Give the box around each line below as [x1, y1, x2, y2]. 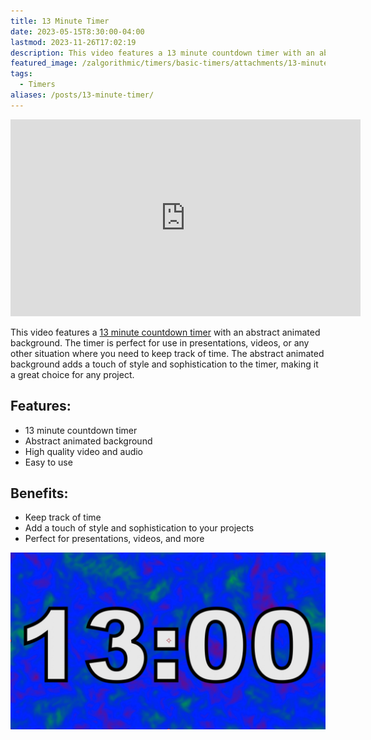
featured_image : [10, 58, 78, 69]
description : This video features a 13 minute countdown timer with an [10, 48, 315, 58]
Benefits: [10, 485, 69, 502]
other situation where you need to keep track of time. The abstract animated [10, 347, 325, 359]
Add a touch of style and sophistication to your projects [24, 522, 255, 534]
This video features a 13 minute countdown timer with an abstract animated [10, 326, 321, 338]
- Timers [19, 80, 56, 90]
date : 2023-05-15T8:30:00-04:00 [10, 26, 145, 37]
